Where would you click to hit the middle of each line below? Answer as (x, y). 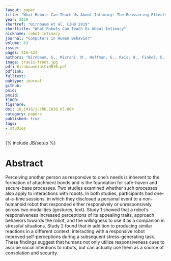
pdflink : (15, 72)
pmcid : (12, 95)
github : (13, 85)
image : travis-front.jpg (32, 62)
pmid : (11, 90)
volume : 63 (17, 43)
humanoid (16, 205)
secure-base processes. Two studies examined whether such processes (81, 188)
